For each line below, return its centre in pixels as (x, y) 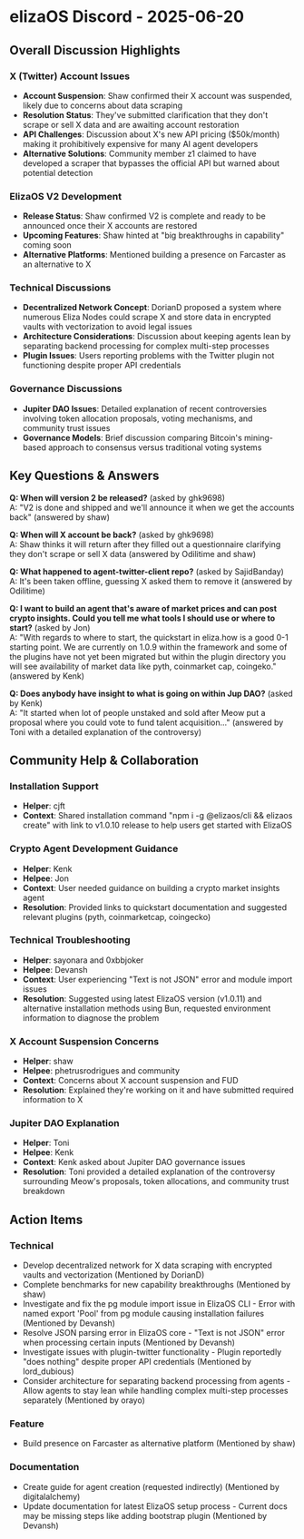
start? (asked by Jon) (50, 627)
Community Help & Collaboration (104, 760)
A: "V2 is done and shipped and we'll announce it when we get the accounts (152, 507)
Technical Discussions (60, 288)
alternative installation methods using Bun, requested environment (147, 1008)
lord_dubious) (48, 1371)
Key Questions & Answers (84, 476)
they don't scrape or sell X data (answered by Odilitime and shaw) (133, 554)
